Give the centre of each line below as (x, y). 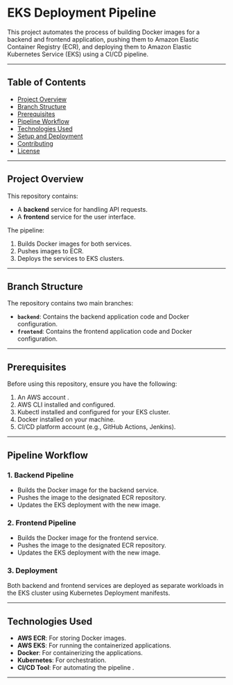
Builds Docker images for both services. (74, 244)
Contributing (35, 143)
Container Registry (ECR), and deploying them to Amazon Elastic (100, 46)
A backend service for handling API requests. (82, 209)
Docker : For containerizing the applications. (80, 653)
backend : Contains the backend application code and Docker (103, 316)
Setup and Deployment (50, 136)
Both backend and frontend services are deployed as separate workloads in (115, 586)
